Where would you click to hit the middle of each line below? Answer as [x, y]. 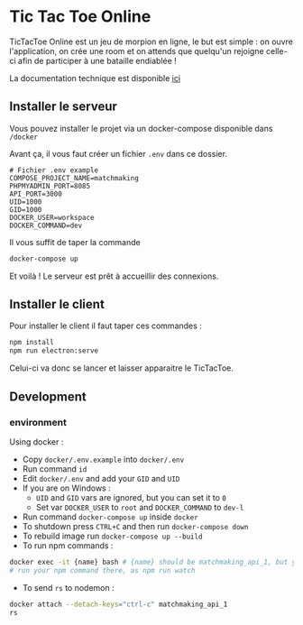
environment [38, 422]
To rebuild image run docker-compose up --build [112, 536]
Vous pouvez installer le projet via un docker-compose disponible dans [141, 128]
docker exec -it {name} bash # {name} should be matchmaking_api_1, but [149, 562]
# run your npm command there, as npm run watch [102, 570]
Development [48, 396]
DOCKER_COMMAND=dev [46, 225]
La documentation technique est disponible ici [95, 78]
